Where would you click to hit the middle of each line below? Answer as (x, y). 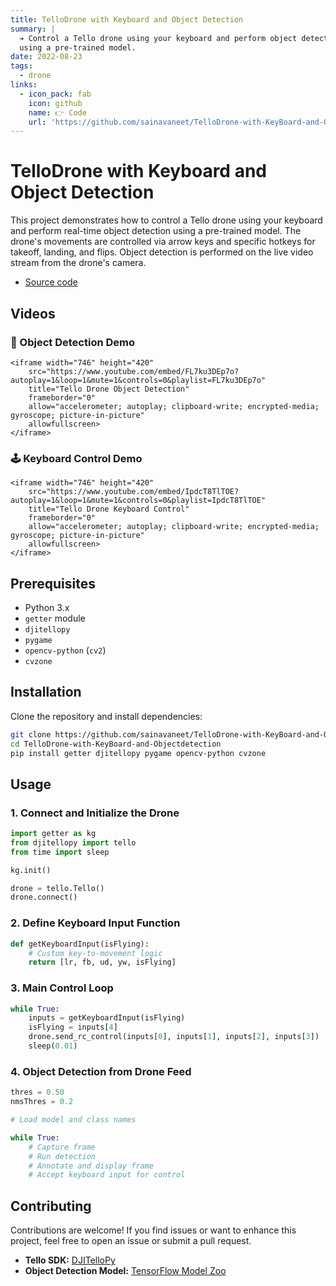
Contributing (51, 1206)
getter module (55, 618)
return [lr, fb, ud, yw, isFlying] (102, 962)
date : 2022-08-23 (46, 57)
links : (24, 85)
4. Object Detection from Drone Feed (101, 1071)
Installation (46, 692)
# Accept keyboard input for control (107, 1175)
